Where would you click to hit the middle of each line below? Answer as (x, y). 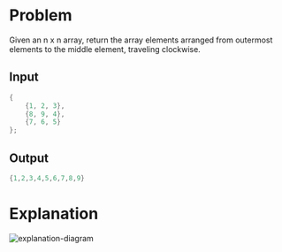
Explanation (54, 214)
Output (29, 158)
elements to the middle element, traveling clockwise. (105, 49)
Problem (41, 15)
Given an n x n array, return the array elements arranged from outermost (141, 40)
